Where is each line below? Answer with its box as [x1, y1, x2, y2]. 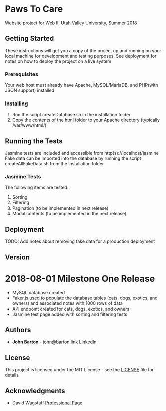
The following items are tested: [5, 184, 69, 191]
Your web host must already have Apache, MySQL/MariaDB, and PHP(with [5, 82, 158, 88]
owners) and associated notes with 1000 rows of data [12, 300, 123, 306]
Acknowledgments [5, 386, 66, 395]
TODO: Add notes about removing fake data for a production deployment [5, 238, 155, 244]
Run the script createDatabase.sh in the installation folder [12, 112, 131, 118]
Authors [5, 325, 31, 334]
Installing [5, 100, 28, 107]
